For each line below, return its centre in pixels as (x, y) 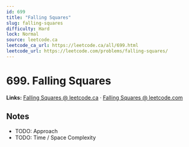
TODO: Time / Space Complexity (55, 137)
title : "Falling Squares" (39, 17)
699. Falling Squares (59, 80)
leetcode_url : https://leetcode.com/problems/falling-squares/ (87, 51)
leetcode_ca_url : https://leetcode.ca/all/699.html (72, 46)
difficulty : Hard (28, 29)
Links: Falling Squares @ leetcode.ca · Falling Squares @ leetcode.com (95, 98)
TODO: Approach (36, 131)
